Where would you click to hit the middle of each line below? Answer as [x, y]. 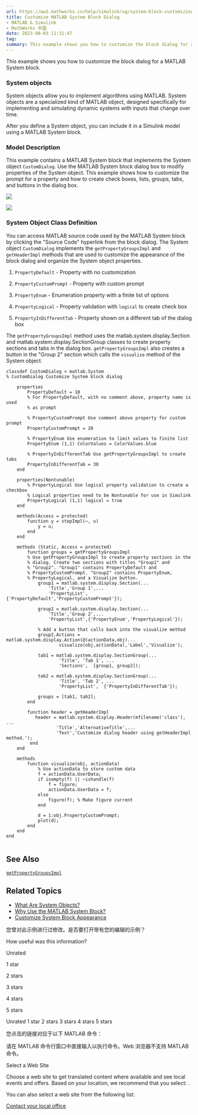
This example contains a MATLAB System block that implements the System [99, 160]
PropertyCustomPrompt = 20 [60, 428]
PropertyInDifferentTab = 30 [63, 464]
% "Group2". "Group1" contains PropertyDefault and [92, 568]
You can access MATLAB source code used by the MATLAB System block [96, 235]
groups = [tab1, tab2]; [67, 697]
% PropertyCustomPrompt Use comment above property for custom [106, 418]
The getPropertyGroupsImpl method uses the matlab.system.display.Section [98, 335]
